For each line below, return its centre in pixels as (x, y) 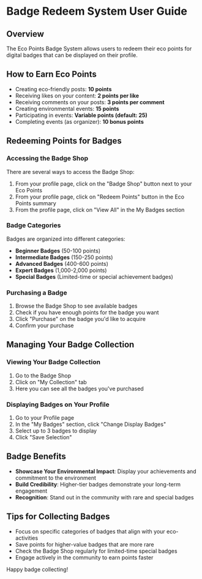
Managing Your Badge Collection (70, 345)
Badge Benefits (36, 457)
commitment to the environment (56, 478)
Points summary (36, 203)
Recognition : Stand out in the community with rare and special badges (104, 497)
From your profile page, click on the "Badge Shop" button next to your (103, 184)
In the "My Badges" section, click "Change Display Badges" (91, 425)
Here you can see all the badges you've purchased (79, 388)
